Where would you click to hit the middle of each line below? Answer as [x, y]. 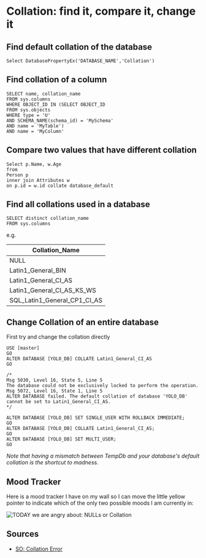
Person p [17, 175]
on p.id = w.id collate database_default [60, 186]
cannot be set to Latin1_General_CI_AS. [59, 402]
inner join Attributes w [38, 180]
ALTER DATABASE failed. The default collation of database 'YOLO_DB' [97, 396]
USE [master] [23, 348]
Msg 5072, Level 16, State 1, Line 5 [55, 391]
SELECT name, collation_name [44, 94]
